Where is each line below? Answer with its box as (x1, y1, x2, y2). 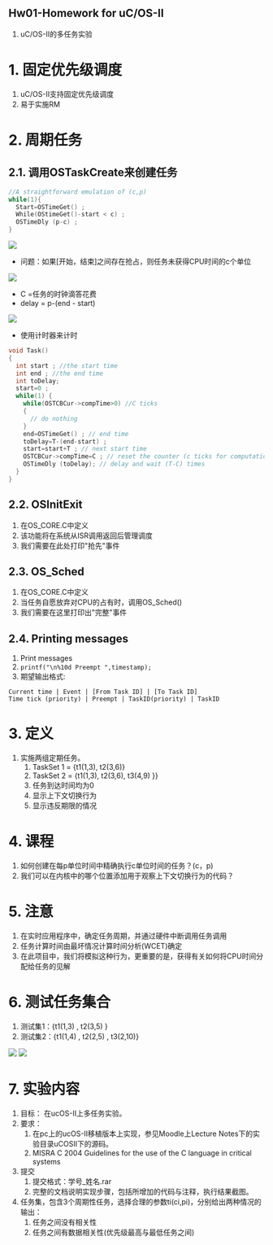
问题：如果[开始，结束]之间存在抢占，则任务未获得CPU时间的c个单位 (19, 256, 252, 266)
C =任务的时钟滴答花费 (19, 289, 97, 299)
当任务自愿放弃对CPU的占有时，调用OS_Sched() (19, 597, 183, 607)
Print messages (19, 653, 73, 663)
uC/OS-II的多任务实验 (19, 28, 93, 39)
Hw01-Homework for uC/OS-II (8, 7, 164, 20)
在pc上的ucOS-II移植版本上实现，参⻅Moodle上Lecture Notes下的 (32, 1129, 253, 1138)
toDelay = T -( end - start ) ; (23, 437, 107, 446)
